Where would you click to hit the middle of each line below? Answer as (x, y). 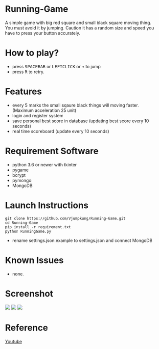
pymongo (22, 180)
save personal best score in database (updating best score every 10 (80, 121)
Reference (26, 328)
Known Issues (34, 260)
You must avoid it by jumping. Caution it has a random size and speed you (79, 27)
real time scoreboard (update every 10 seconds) (60, 131)
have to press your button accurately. (43, 33)
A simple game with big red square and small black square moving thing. (78, 23)
